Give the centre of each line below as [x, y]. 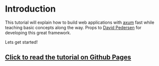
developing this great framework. [38, 33]
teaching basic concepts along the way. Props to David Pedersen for [73, 27]
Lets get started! [21, 42]
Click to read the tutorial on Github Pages [68, 58]
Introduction [30, 9]
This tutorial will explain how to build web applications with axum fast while [80, 22]
